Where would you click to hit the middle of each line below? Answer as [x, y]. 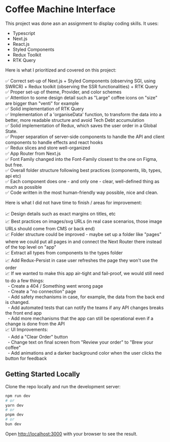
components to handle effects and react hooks [54, 142]
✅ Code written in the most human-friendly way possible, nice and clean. [82, 192]
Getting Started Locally [43, 374]
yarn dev [14, 405]
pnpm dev [14, 415]
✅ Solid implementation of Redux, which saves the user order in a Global [81, 125]
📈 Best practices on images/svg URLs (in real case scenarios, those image [84, 221]
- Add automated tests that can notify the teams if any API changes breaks [86, 308]
